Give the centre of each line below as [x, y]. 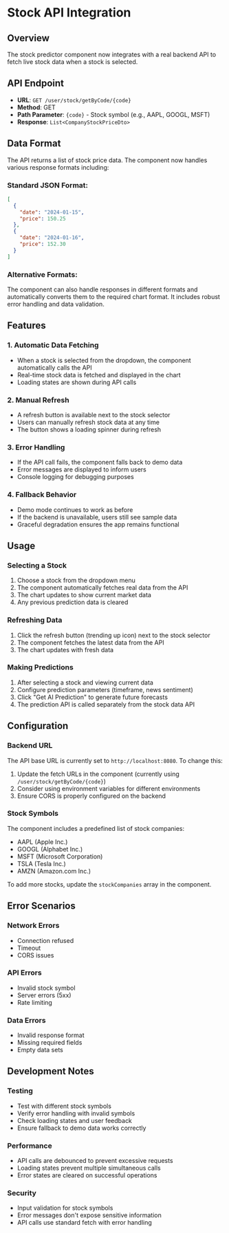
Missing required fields [50, 1043]
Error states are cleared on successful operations [87, 1175]
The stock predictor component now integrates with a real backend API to [112, 54]
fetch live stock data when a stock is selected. [73, 62]
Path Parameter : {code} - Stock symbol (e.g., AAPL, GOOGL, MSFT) [113, 114]
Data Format [34, 143]
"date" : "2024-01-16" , [52, 238]
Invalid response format [51, 1035]
